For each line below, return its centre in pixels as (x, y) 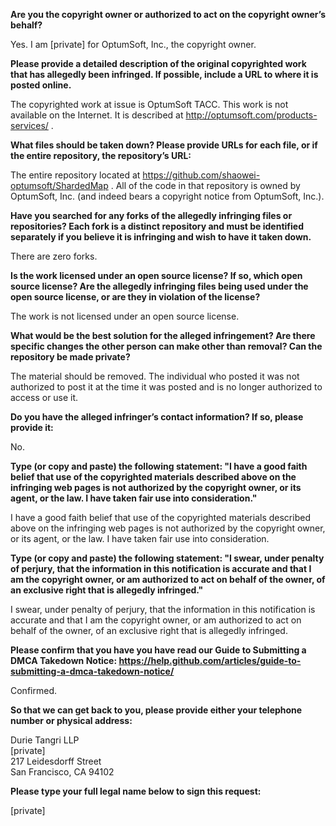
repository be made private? (70, 357)
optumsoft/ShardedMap (59, 185)
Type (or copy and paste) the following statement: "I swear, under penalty (167, 558)
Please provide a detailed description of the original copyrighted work (158, 63)
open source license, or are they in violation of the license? (135, 297)
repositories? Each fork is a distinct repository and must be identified (157, 226)
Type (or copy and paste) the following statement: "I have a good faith (159, 466)
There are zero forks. (54, 256)
